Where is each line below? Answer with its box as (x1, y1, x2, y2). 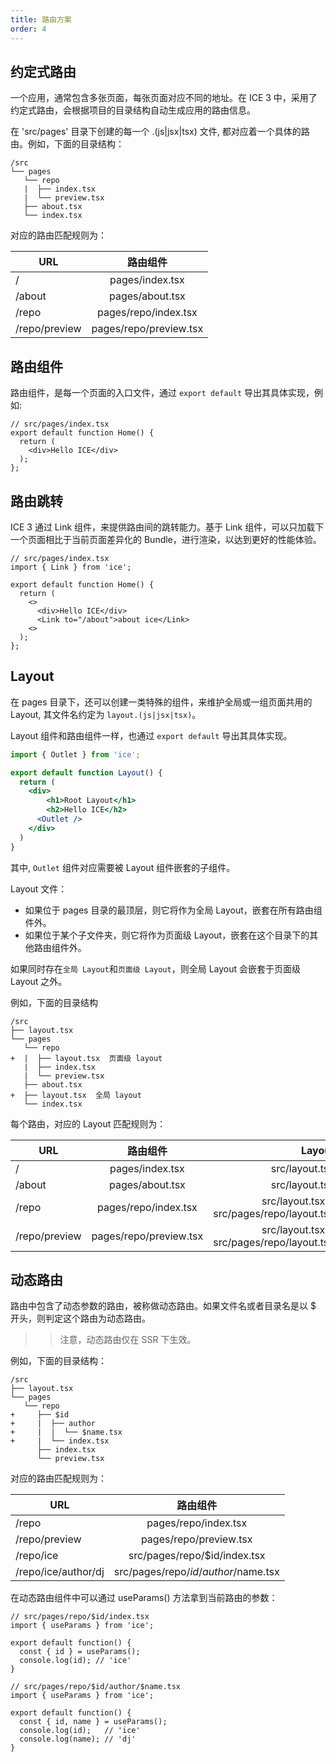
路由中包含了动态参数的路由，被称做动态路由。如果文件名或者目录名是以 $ (10, 1300, 317, 1312)
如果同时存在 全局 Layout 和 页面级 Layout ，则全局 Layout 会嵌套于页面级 (10, 962, 301, 975)
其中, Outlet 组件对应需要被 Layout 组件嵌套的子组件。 (10, 861, 236, 873)
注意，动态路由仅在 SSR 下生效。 (59, 1334, 197, 1346)
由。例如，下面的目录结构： (10, 138, 125, 150)
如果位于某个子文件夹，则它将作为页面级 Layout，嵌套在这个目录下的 (24, 929, 310, 941)
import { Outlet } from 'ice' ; (10, 749, 141, 760)
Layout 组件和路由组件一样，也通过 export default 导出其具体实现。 (10, 729, 293, 741)
